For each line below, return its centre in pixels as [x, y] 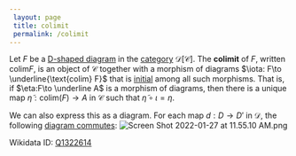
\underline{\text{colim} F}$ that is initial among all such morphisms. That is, [147, 79]
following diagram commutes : [63, 126]
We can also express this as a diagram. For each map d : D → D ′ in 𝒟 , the [143, 115]
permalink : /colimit [51, 34]
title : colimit [41, 26]
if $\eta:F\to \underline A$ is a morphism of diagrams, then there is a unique [148, 89]
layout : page [37, 17]
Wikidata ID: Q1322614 [51, 143]
